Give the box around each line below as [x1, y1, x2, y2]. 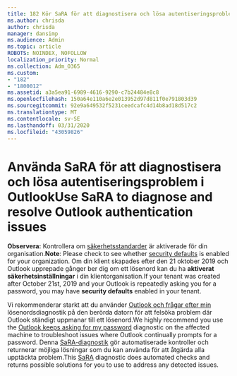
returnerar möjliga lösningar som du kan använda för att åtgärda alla [7, 346, 205, 354]
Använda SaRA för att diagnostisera [7, 159, 221, 175]
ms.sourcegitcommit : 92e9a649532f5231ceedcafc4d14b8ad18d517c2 [7, 102, 197, 109]
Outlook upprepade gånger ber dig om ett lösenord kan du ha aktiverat [7, 265, 214, 273]
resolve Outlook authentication [7, 204, 193, 219]
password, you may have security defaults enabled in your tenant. [7, 287, 202, 296]
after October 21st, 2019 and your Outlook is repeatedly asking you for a [7, 279, 217, 288]
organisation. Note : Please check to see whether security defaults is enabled [7, 250, 229, 258]
